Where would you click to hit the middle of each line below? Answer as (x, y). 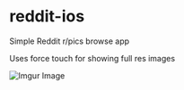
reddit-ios (47, 16)
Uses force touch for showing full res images (92, 58)
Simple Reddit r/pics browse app (70, 41)
